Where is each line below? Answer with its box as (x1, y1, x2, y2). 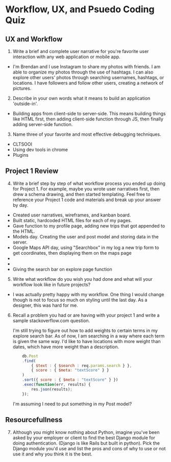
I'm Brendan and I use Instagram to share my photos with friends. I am (12, 64, 161, 69)
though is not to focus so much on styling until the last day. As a (12, 297, 148, 303)
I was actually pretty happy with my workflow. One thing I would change (12, 291, 164, 297)
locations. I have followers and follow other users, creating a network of (12, 80, 164, 86)
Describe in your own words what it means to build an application (12, 95, 151, 101)
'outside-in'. (12, 101, 38, 107)
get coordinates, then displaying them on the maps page (12, 250, 132, 256)
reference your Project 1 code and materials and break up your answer (12, 197, 161, 203)
